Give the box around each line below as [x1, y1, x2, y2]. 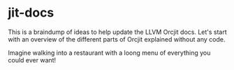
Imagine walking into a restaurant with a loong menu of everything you [8, 49, 211, 57]
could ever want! [8, 55, 57, 64]
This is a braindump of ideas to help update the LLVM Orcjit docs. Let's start [8, 28, 228, 36]
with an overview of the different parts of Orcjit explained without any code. [8, 35, 226, 43]
